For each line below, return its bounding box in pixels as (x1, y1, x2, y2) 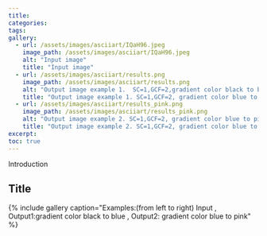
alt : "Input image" (22, 56, 87, 64)
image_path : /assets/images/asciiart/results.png (22, 78, 191, 86)
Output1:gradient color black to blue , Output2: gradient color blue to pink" (8, 211, 252, 221)
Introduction (8, 159, 48, 168)
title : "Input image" (22, 64, 94, 72)
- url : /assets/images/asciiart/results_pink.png (15, 100, 183, 108)
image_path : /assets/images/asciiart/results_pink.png (22, 108, 208, 116)
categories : (8, 19, 48, 27)
